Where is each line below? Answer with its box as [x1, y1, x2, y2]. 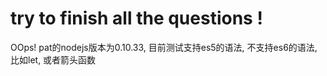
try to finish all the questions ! [10, 7, 263, 30]
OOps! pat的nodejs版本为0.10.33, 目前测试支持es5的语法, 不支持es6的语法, [10, 41, 318, 53]
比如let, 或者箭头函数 [10, 53, 97, 66]
